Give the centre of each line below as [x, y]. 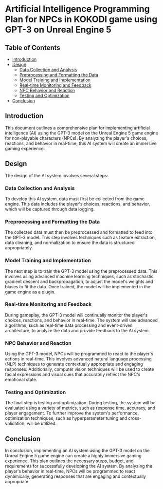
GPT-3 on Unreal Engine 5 [58, 30]
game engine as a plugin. [30, 292]
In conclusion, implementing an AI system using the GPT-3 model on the [77, 451]
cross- [135, 418]
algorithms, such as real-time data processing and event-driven [69, 325]
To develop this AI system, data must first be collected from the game [75, 199]
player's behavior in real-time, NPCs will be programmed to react [70, 471]
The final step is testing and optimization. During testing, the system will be [80, 403]
